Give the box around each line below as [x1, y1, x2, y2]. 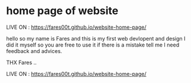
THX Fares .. [6, 59, 37, 66]
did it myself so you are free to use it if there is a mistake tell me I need [6, 41, 180, 48]
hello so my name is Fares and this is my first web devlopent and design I [6, 35, 186, 42]
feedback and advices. [6, 47, 62, 54]
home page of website [6, 4, 119, 18]
